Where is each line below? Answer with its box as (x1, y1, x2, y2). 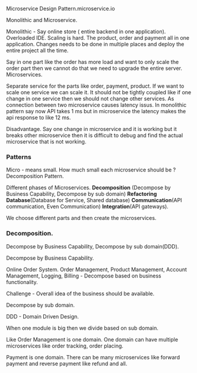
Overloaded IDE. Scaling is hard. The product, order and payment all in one (6, 34, 190, 41)
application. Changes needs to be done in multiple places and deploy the (6, 41, 185, 47)
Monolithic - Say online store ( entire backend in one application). (6, 28, 166, 35)
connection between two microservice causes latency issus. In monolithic (6, 101, 187, 109)
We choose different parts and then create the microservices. (6, 215, 157, 222)
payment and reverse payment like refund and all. (6, 360, 128, 367)
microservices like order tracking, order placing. (6, 342, 123, 349)
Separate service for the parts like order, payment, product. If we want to (6, 82, 185, 90)
